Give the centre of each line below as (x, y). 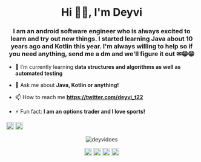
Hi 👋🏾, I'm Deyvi (102, 12)
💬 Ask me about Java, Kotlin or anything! (67, 85)
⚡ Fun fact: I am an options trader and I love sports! (80, 112)
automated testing (39, 73)
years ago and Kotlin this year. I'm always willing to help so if (102, 47)
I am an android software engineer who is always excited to (102, 31)
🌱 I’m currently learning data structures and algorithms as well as (98, 67)
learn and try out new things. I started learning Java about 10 (102, 39)
